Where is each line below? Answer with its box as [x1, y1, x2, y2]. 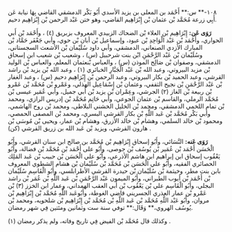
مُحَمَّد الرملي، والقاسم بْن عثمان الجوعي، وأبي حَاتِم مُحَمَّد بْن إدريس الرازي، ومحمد [8, 95, 219, 103]
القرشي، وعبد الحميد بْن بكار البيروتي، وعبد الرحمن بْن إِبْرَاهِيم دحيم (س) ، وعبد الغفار [8, 72, 225, 81]
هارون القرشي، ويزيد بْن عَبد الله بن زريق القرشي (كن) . [8, 124, 151, 132]
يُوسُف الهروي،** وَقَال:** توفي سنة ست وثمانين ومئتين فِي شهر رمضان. [8, 204, 193, 211]
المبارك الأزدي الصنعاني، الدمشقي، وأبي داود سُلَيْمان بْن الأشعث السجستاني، [8, 43, 203, 51]
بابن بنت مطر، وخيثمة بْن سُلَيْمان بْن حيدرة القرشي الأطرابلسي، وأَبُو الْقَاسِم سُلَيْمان [8, 167, 221, 175]
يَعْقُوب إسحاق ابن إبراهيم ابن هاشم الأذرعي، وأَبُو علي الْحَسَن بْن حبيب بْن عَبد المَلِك [8, 152, 220, 160]
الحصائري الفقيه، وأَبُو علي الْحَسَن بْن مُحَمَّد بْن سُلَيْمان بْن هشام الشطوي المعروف [8, 159, 217, 167]
